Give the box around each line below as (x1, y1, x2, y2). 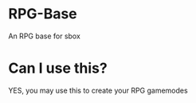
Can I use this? (8, 59, 108, 77)
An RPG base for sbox (8, 31, 81, 41)
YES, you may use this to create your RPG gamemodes (8, 85, 189, 95)
